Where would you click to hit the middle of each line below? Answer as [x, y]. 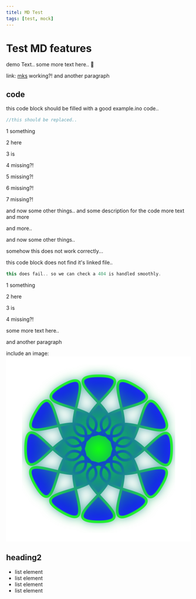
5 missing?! [20, 177]
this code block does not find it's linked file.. [60, 263]
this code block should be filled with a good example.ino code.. [82, 109]
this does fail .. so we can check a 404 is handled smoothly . [84, 274]
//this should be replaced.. [42, 120]
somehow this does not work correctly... [55, 251]
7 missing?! [20, 199]
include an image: [28, 353]
